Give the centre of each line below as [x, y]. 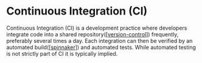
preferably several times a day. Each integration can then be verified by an [99, 41]
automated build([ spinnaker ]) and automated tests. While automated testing [101, 47]
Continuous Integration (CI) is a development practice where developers [97, 28]
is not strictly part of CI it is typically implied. [62, 53]
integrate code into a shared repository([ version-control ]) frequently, [92, 34]
